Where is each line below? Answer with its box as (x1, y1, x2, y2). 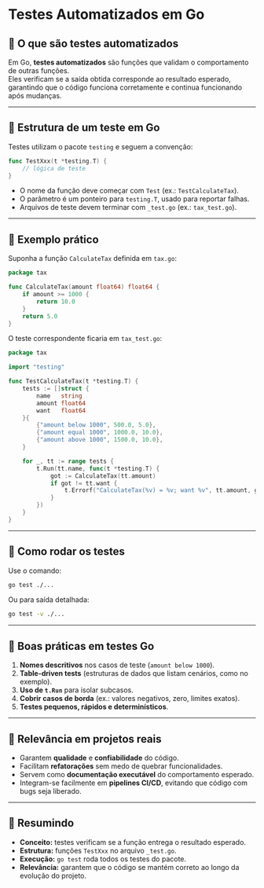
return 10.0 (36, 297, 76, 306)
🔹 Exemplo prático (8, 233, 100, 246)
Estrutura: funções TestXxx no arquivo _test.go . (19, 846, 177, 855)
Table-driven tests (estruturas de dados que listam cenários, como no (19, 669, 249, 678)
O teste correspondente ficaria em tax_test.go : (8, 334, 163, 343)
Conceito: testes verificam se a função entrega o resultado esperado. (19, 837, 246, 846)
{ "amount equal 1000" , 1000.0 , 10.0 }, (36, 428, 163, 437)
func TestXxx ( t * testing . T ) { (8, 157, 108, 165)
